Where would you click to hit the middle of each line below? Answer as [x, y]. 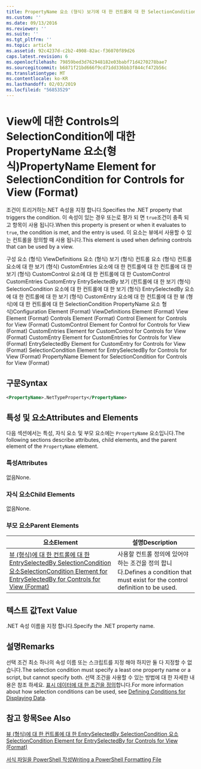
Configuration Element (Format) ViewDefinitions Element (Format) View [100, 311]
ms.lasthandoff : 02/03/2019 [41, 85]
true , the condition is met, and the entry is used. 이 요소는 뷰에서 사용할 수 [96, 232]
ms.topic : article [29, 46]
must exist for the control [153, 580]
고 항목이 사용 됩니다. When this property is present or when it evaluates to [96, 225]
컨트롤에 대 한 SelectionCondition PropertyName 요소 [96, 304]
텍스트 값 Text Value [42, 610]
